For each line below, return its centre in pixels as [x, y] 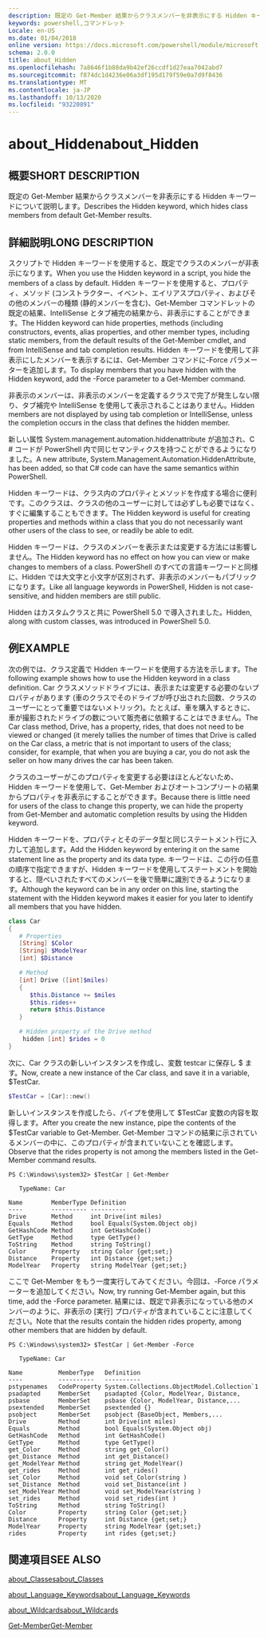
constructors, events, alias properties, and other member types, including [129, 331]
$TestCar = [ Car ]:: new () [49, 1096]
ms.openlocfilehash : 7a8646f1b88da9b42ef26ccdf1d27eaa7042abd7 [116, 68]
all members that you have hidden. [65, 906]
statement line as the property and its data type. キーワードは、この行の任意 [134, 859]
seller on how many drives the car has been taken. [91, 760]
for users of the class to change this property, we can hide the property [126, 805]
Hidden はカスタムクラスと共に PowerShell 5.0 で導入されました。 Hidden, [130, 612]
